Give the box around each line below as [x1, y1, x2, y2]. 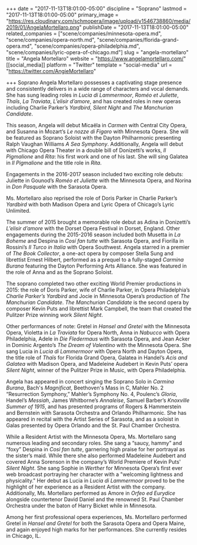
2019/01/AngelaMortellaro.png [6, 24, 79, 31]
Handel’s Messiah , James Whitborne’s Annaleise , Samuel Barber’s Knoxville [6, 397, 190, 404]
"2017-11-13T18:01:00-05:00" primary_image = [6, 11, 119, 18]
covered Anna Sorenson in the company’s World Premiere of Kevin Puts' [6, 458, 181, 465]
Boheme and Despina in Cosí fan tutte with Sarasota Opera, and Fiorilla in [6, 237, 184, 244]
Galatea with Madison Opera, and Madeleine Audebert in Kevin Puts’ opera [6, 361, 188, 367]
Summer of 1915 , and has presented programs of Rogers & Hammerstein [6, 403, 181, 410]
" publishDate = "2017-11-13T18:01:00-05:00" [79, 24, 189, 31]
